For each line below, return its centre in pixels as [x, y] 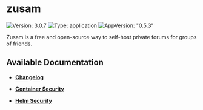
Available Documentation [55, 63]
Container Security [40, 89]
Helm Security [34, 100]
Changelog [29, 77]
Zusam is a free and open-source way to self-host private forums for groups [101, 37]
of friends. [19, 44]
